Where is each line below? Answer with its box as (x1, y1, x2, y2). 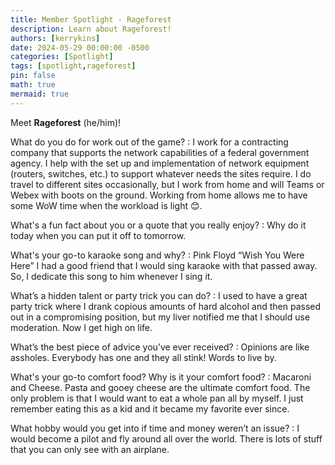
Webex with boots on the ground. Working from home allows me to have (10, 189, 308, 201)
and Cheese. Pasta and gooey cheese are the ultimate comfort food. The (10, 381, 311, 393)
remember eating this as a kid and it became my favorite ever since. (10, 402, 290, 415)
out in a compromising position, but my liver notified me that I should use (10, 311, 311, 323)
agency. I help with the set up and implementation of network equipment (10, 157, 310, 169)
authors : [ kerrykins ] (10, 33, 101, 43)
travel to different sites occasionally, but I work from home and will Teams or (10, 178, 325, 190)
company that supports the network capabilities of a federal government (10, 146, 310, 158)
